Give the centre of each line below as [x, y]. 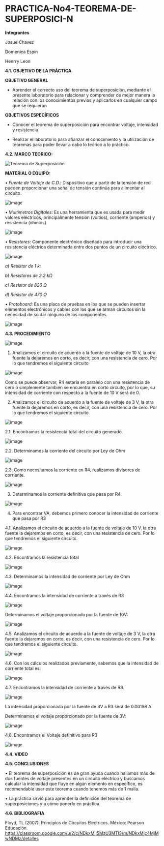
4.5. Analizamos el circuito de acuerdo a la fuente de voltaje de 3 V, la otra [80, 634]
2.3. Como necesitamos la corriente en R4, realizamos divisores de [73, 470]
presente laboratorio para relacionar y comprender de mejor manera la [83, 95]
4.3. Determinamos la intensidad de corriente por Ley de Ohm [68, 576]
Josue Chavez [20, 42]
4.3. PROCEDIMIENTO [28, 333]
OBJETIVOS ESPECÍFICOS [32, 115]
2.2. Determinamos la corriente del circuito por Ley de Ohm [65, 451]
